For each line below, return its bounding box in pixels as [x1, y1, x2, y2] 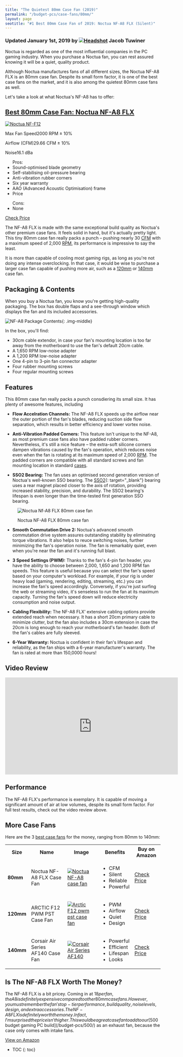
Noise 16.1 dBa [5, 150, 33, 156]
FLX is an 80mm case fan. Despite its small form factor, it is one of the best [5, 73, 158, 79]
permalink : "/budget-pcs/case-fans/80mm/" [5, 12, 94, 17]
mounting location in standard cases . [12, 462, 88, 468]
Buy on [138, 846, 155, 853]
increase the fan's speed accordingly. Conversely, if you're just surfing [12, 583, 156, 589]
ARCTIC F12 [31, 904, 61, 911]
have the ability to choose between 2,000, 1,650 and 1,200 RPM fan [12, 563, 149, 568]
